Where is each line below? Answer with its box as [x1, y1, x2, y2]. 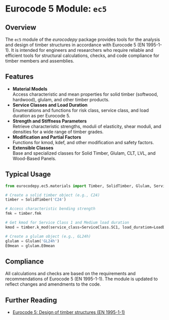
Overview [5, 23, 37, 32]
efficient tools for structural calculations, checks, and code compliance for [5, 52, 159, 58]
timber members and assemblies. [5, 58, 74, 63]
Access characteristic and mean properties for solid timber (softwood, [12, 91, 158, 97]
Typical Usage [5, 170, 51, 179]
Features [5, 73, 34, 81]
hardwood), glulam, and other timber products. [12, 96, 110, 102]
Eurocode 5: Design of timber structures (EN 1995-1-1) [12, 309, 125, 315]
